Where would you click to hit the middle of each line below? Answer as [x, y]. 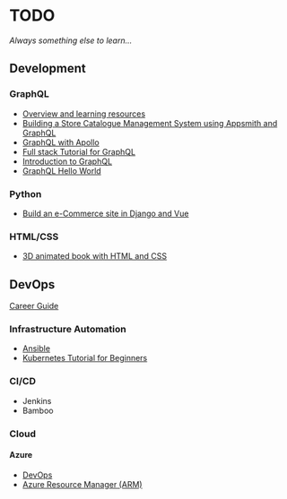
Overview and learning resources [84, 114]
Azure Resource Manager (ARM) [82, 484]
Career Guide [34, 306]
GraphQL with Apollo [61, 142]
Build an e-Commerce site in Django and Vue [105, 213]
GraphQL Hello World [61, 170]
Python [26, 194]
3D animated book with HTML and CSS [95, 256]
